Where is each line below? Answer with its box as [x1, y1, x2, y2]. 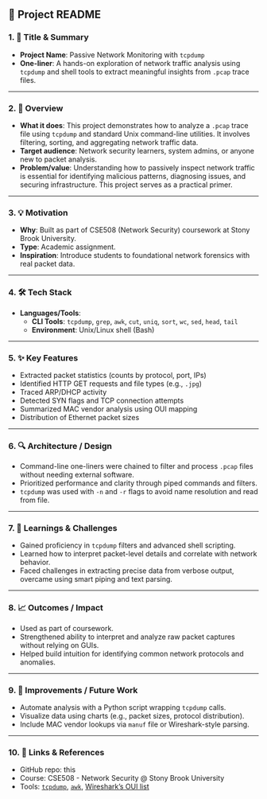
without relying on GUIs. [19, 640, 99, 649]
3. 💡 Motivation [8, 207, 68, 218]
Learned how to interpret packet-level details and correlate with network [19, 549, 257, 559]
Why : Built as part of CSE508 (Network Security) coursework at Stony [19, 225, 250, 235]
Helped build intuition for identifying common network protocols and [19, 649, 244, 658]
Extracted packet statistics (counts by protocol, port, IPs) [19, 370, 207, 380]
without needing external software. [19, 470, 135, 480]
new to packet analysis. [19, 154, 98, 164]
